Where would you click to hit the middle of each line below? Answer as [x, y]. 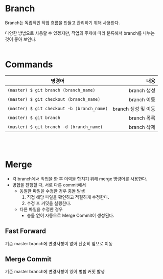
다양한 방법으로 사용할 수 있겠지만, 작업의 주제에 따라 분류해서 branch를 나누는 [80, 33]
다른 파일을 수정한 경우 [41, 209]
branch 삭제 [142, 127]
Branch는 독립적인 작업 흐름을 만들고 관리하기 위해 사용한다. [62, 23]
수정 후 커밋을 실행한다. [49, 203]
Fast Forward [26, 231]
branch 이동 [142, 99]
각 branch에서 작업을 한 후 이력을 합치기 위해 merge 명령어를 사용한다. [80, 179]
